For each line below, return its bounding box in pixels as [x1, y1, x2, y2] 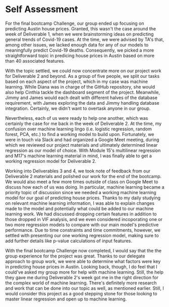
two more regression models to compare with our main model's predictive [5, 222, 159, 228]
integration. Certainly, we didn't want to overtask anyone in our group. [5, 105, 151, 111]
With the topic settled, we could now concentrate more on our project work [5, 67, 161, 74]
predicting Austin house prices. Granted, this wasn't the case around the [5, 25, 156, 31]
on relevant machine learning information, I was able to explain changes [5, 200, 155, 206]
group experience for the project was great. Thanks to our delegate [5, 253, 145, 259]
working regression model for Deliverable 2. [5, 158, 97, 164]
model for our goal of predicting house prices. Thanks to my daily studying [5, 195, 160, 201]
